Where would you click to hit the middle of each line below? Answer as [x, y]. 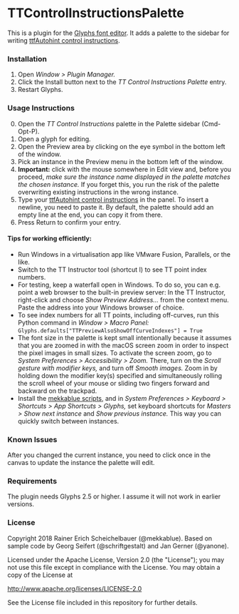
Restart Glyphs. [40, 90]
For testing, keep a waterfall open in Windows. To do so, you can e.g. [119, 285]
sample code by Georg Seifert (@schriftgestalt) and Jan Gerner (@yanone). [118, 546]
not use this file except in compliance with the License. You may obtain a [114, 567]
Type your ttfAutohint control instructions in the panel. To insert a [113, 199]
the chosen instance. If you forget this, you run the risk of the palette [118, 184]
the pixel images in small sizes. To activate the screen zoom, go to [115, 353]
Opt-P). [28, 131]
